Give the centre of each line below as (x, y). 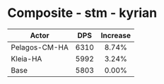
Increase (116, 35)
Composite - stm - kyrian (82, 13)
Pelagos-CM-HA (40, 47)
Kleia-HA (27, 59)
